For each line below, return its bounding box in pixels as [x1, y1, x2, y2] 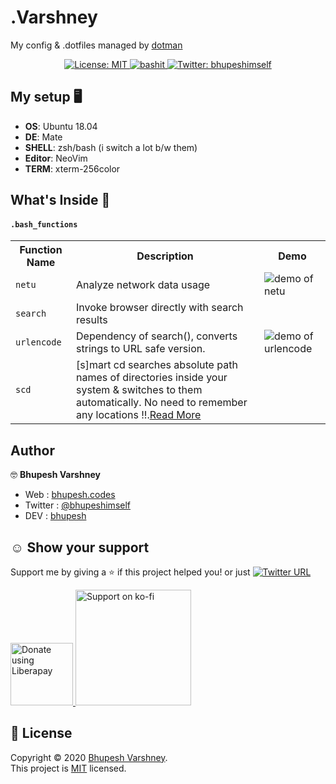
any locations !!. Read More [76, 408, 202, 422]
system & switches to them [76, 383, 203, 397]
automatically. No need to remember [76, 396, 248, 410]
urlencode [15, 337, 62, 348]
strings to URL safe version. [76, 342, 206, 356]
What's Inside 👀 [10, 192, 111, 209]
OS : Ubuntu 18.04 [24, 120, 98, 132]
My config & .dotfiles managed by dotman [10, 39, 183, 51]
